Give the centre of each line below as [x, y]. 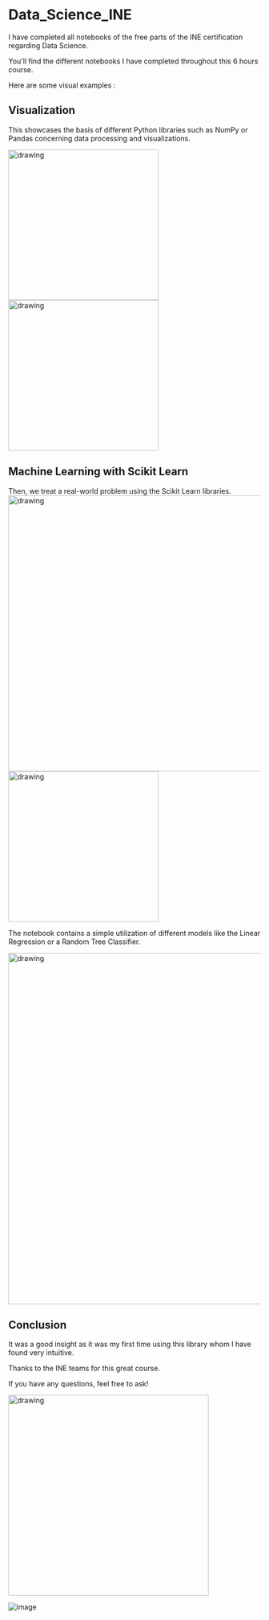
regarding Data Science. [48, 45]
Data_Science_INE [70, 15]
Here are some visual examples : [62, 85]
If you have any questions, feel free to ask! [78, 1384]
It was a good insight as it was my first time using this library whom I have [130, 1344]
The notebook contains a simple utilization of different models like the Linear [134, 933]
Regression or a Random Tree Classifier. [74, 942]
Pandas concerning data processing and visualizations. [99, 138]
